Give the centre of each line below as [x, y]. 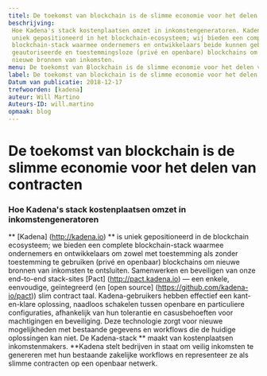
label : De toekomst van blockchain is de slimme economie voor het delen [133, 75]
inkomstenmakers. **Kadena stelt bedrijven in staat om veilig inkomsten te [131, 347]
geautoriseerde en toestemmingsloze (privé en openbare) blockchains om [135, 52]
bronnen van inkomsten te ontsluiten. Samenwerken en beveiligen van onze [132, 270]
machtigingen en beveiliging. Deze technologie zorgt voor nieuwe [116, 321]
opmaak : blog [30, 112]
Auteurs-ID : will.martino [51, 104]
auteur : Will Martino [44, 97]
